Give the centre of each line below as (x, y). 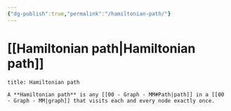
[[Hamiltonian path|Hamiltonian (101, 48)
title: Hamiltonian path (44, 82)
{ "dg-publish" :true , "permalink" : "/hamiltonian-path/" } (89, 14)
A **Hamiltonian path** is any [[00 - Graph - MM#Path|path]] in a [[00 (116, 94)
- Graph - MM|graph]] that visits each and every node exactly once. (111, 100)
